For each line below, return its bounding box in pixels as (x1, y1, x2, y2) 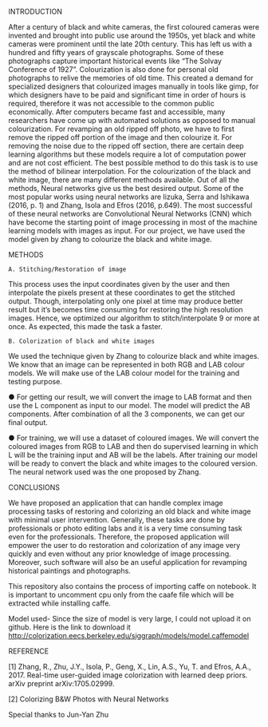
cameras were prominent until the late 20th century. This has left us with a (8, 39, 253, 49)
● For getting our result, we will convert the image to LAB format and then (8, 392, 252, 402)
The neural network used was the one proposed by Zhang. (8, 467, 202, 476)
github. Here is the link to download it (8, 622, 132, 632)
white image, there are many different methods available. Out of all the (8, 175, 239, 185)
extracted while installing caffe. (8, 598, 112, 608)
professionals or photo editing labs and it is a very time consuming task (8, 523, 242, 533)
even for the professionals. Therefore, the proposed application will (8, 532, 230, 542)
